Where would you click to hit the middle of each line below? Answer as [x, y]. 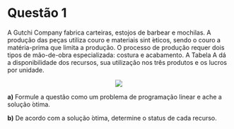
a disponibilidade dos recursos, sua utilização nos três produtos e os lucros [117, 62]
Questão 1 [37, 13]
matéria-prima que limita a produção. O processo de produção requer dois [116, 47]
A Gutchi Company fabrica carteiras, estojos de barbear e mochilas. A [109, 32]
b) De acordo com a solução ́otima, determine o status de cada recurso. [112, 118]
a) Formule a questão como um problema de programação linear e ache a [115, 97]
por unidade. [26, 70]
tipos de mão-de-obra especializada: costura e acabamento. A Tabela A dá [117, 55]
